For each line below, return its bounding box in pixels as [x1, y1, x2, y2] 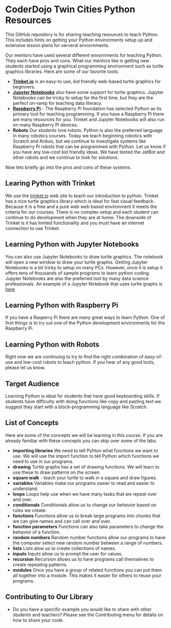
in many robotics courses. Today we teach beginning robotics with [12, 132, 153, 138]
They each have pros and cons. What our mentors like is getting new [5, 57, 150, 63]
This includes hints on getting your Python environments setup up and [5, 37, 153, 43]
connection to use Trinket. [5, 225, 60, 231]
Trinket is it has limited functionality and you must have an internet [5, 220, 145, 226]
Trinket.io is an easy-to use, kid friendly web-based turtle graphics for [12, 78, 161, 84]
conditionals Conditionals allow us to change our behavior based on [12, 502, 157, 508]
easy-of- [145, 354, 163, 360]
